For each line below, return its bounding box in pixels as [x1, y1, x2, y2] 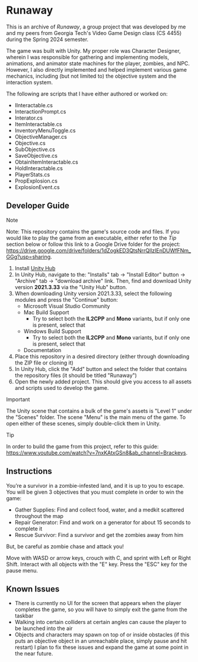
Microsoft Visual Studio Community [23, 302, 110, 309]
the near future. [14, 650, 53, 657]
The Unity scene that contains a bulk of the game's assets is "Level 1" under [6, 407, 193, 414]
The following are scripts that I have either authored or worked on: [6, 90, 168, 97]
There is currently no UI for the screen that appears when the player [14, 600, 181, 607]
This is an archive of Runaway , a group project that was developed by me [6, 23, 186, 30]
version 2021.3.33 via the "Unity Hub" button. [14, 283, 127, 290]
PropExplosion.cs [14, 177, 58, 184]
